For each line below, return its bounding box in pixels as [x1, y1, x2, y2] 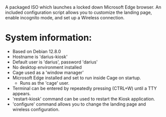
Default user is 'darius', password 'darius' [12, 59, 98, 65]
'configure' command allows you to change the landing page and [12, 101, 146, 107]
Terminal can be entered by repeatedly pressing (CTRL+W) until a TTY [12, 85, 157, 91]
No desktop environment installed [12, 64, 82, 70]
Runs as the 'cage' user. [19, 80, 70, 86]
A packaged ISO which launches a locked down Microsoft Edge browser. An [5, 4, 162, 10]
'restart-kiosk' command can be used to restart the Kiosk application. [12, 96, 156, 102]
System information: [5, 32, 92, 44]
